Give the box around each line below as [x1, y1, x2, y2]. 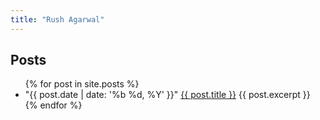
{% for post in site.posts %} [24, 78, 140, 90]
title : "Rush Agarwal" [10, 14, 105, 25]
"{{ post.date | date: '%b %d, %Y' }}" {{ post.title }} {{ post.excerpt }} [24, 89, 311, 101]
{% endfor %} [24, 99, 83, 111]
